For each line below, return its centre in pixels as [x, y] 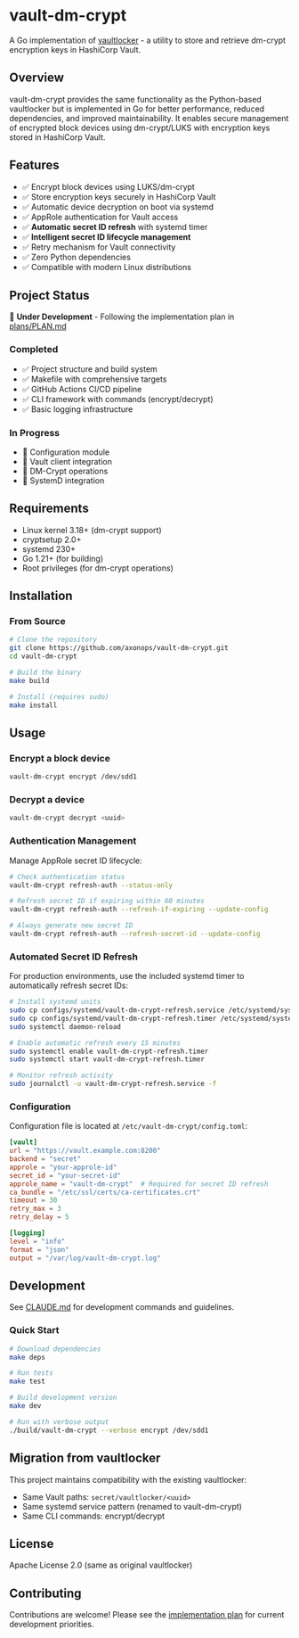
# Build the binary [45, 673]
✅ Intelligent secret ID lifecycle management [106, 236]
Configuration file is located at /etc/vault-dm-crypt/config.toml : [129, 1126]
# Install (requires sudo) [59, 696]
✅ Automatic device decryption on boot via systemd [118, 207]
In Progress [35, 432]
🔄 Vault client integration [67, 461]
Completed [34, 350]
